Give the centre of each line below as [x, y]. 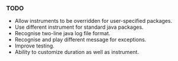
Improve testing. [35, 46]
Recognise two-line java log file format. [62, 33]
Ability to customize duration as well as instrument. [77, 52]
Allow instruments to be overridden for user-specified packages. [93, 21]
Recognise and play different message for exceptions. [80, 40]
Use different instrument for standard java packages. [79, 27]
